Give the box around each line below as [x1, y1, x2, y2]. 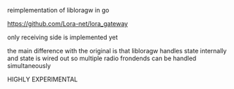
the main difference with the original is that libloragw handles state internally [7, 47, 227, 55]
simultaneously [7, 62, 51, 69]
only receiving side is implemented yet [7, 33, 118, 41]
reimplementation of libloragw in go [7, 6, 110, 14]
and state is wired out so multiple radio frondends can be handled [7, 54, 197, 62]
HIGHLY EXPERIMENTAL [7, 75, 78, 83]
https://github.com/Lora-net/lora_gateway [7, 20, 128, 27]
